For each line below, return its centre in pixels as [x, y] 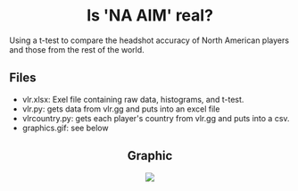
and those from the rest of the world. [77, 49]
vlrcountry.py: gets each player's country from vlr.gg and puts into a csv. [156, 118]
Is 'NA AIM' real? [150, 16]
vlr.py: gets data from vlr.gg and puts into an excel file [121, 109]
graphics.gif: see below [65, 128]
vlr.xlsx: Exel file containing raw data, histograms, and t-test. [133, 99]
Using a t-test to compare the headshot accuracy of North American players [149, 40]
